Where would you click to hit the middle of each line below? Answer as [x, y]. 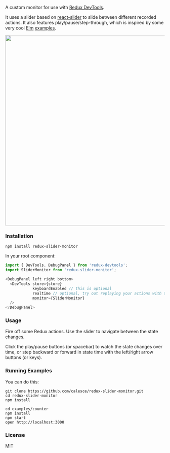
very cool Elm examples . [31, 28]
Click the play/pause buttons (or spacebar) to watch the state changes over [84, 347]
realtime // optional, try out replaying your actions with [97, 293]
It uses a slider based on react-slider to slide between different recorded [81, 17]
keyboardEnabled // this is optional [72, 288]
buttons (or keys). [24, 358]
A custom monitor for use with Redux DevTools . [55, 7]
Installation [19, 236]
